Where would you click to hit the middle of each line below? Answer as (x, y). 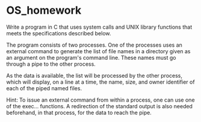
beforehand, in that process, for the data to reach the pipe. (79, 112)
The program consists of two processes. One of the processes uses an (94, 45)
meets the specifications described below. (59, 33)
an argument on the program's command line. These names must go (91, 57)
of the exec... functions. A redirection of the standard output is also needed (99, 106)
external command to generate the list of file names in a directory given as (98, 51)
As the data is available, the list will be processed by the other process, (94, 75)
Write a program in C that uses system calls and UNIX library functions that (99, 27)
